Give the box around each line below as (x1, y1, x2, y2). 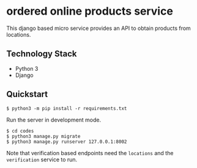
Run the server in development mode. (6, 116, 102, 123)
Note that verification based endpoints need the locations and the (6, 149, 174, 156)
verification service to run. (6, 156, 78, 163)
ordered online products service (6, 4, 173, 18)
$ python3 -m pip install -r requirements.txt (6, 105, 127, 111)
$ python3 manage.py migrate (6, 133, 81, 139)
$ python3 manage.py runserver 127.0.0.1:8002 (6, 139, 127, 145)
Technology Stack (6, 49, 77, 59)
